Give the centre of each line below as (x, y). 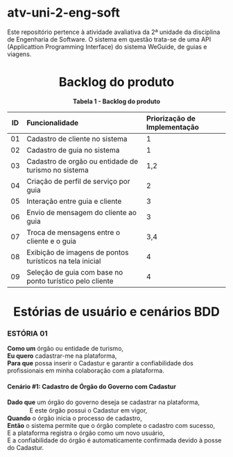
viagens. (19, 54)
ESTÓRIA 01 (28, 333)
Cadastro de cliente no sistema (77, 139)
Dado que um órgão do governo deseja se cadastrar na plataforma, (103, 402)
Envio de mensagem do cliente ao (82, 212)
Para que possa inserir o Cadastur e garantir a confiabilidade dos (101, 363)
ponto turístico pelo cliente (70, 281)
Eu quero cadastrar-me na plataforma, (62, 356)
